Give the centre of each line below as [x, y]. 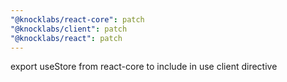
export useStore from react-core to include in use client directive [144, 67]
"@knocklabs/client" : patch [69, 29]
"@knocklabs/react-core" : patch [77, 19]
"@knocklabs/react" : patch [66, 38]
